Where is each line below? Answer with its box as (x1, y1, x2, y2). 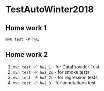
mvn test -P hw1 (5, 37, 39, 42)
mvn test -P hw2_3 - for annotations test (12, 79, 96, 86)
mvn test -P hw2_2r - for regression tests (12, 74, 98, 80)
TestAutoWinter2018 (5, 4, 94, 15)
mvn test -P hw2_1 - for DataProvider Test (12, 64, 100, 70)
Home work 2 (5, 50, 48, 59)
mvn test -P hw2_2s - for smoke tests (12, 69, 90, 75)
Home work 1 (5, 24, 47, 32)
